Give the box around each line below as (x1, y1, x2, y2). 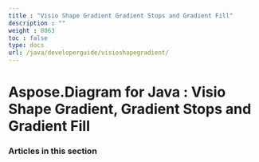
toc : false (8, 34, 48, 42)
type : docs (8, 41, 45, 49)
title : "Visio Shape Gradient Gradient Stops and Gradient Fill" (8, 11, 233, 20)
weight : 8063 (8, 26, 56, 34)
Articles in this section (8, 145, 97, 156)
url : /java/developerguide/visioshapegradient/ (8, 49, 170, 57)
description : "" (8, 19, 66, 27)
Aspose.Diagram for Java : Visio (8, 83, 226, 101)
